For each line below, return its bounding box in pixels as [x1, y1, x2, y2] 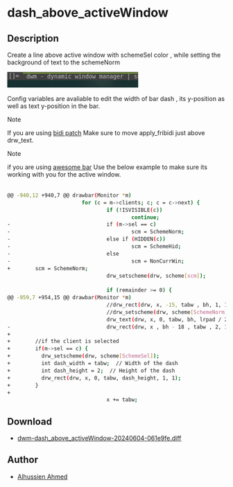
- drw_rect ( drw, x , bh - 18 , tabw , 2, [7, 324, 222, 330]
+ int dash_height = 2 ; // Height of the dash [7, 367, 175, 374]
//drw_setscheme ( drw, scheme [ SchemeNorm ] [106, 308, 228, 316]
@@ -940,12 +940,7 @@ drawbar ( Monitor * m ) [7, 192, 132, 199]
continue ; [131, 213, 159, 221]
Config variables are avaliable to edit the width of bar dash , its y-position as [7, 95, 225, 103]
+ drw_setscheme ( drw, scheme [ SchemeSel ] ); [7, 353, 159, 360]
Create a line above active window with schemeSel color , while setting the [7, 51, 221, 59]
